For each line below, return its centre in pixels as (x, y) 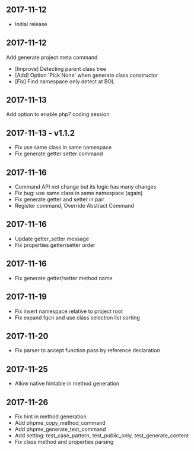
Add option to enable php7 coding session (58, 114)
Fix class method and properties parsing (64, 441)
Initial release (31, 24)
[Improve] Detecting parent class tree (61, 68)
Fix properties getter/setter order (55, 245)
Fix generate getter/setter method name (63, 278)
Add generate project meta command (52, 57)
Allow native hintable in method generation (67, 384)
